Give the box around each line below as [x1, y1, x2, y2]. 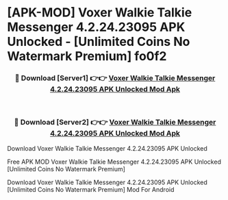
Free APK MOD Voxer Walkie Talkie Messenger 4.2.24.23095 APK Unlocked [7, 158, 221, 166]
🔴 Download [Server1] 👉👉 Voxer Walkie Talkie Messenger [14, 73, 216, 83]
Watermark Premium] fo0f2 [7, 49, 167, 64]
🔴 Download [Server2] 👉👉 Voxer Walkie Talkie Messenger [14, 118, 216, 127]
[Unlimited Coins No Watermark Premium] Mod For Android [7, 185, 175, 193]
